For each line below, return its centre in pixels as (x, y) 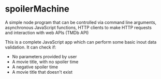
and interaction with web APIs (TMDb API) (47, 32)
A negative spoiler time (35, 67)
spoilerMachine (37, 9)
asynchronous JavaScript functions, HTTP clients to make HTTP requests (78, 27)
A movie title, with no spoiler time (45, 62)
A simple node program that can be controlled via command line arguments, (81, 22)
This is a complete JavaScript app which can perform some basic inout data (81, 42)
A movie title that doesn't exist (42, 72)
